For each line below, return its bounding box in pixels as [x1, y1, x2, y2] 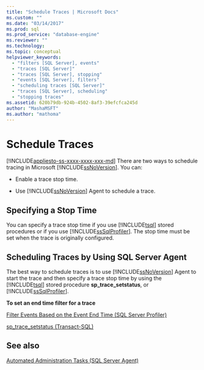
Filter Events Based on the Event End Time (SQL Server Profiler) [6, 311, 167, 318]
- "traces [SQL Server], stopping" [12, 71, 103, 77]
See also [6, 341, 40, 351]
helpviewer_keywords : [6, 54, 62, 60]
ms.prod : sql [6, 26, 40, 32]
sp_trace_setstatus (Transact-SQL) [6, 322, 94, 330]
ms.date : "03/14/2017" [6, 20, 64, 26]
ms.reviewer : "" [6, 37, 48, 43]
